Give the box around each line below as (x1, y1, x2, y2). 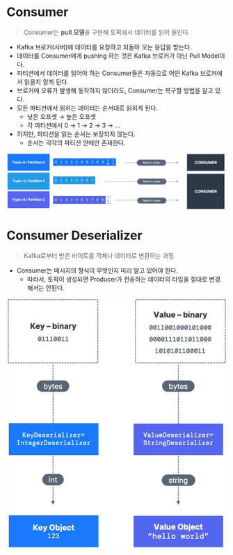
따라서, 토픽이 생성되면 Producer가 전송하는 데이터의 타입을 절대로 (26, 275, 208, 283)
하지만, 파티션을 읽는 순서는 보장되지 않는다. (16, 129, 136, 138)
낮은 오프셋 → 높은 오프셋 (26, 112, 97, 120)
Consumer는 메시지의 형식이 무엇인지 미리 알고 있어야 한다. (16, 266, 179, 275)
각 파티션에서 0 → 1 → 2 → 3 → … (26, 121, 121, 129)
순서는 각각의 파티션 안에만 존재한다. (26, 138, 126, 147)
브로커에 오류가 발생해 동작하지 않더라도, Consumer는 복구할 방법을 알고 (16, 86, 214, 95)
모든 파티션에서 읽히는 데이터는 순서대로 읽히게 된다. (16, 104, 158, 112)
